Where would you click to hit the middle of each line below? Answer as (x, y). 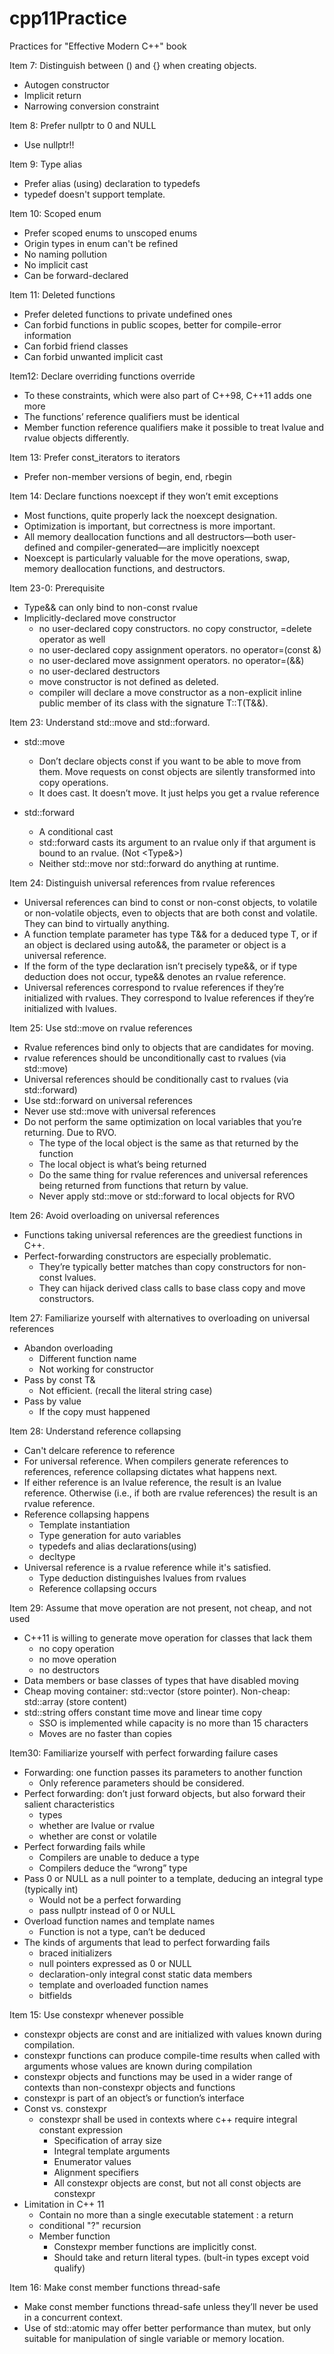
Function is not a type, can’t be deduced (122, 1931)
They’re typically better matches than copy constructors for (161, 1266)
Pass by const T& (59, 1379)
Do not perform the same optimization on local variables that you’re (162, 1121)
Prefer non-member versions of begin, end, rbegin (127, 476)
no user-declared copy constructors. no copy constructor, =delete (175, 628)
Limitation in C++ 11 (64, 2204)
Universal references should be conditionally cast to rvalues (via (156, 1079)
